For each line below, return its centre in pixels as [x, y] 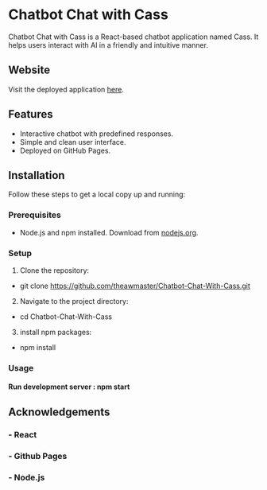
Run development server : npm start [69, 387]
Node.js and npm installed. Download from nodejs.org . [109, 232]
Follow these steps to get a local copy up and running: [97, 194]
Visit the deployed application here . [66, 89]
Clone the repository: [54, 270]
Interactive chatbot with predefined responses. [96, 134]
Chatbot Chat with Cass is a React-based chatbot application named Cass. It [133, 37]
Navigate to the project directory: [74, 301]
